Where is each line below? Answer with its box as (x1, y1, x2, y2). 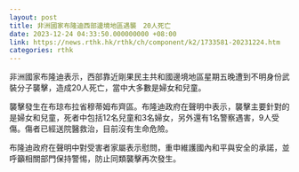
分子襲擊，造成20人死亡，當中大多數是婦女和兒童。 (16, 82, 206, 93)
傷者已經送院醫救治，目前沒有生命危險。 (24, 123, 174, 134)
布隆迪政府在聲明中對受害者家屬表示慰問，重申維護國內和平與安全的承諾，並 (9, 143, 290, 153)
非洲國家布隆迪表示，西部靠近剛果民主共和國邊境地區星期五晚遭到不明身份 (9, 72, 282, 82)
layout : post (9, 12, 58, 22)
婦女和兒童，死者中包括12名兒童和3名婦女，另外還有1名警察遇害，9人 (16, 113, 272, 123)
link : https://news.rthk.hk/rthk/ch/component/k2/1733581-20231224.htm (9, 37, 280, 47)
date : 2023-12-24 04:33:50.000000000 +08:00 (9, 29, 177, 38)
